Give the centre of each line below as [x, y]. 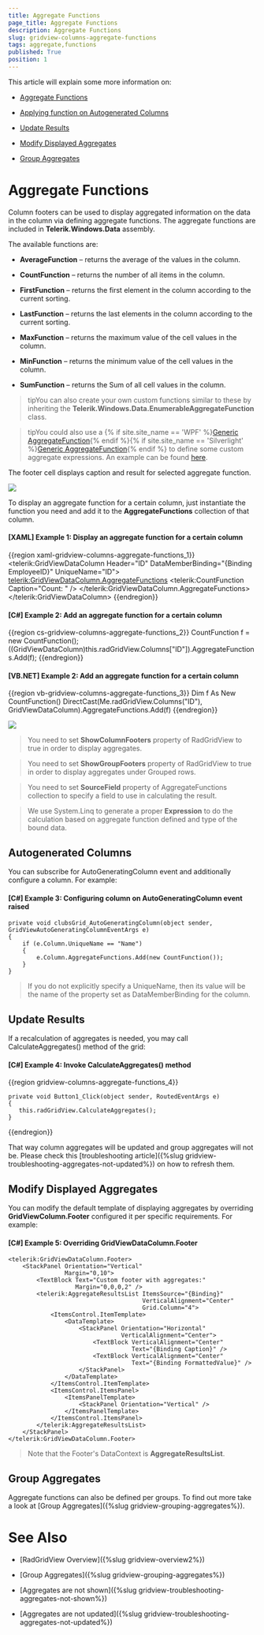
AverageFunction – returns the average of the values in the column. [130, 259]
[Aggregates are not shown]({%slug [78, 1590]
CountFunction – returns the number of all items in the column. [122, 275]
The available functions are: [53, 244]
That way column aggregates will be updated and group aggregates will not [131, 1147]
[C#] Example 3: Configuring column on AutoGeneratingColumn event [125, 898]
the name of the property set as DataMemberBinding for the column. [139, 994]
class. [37, 417]
